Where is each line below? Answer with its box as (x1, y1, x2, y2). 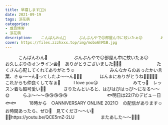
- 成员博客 (5, 26, 25, 31)
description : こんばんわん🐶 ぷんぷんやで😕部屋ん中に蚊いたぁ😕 (5, 36, 143, 41)
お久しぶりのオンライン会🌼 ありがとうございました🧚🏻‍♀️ (5, 61, 122, 67)
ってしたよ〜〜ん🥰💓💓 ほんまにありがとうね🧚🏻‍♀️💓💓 (38, 73, 158, 79)
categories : (5, 21, 30, 27)
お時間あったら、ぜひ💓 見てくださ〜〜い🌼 (5, 107, 94, 113)
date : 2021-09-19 (5, 12, 41, 17)
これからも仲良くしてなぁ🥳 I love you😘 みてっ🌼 (5, 79, 149, 85)
